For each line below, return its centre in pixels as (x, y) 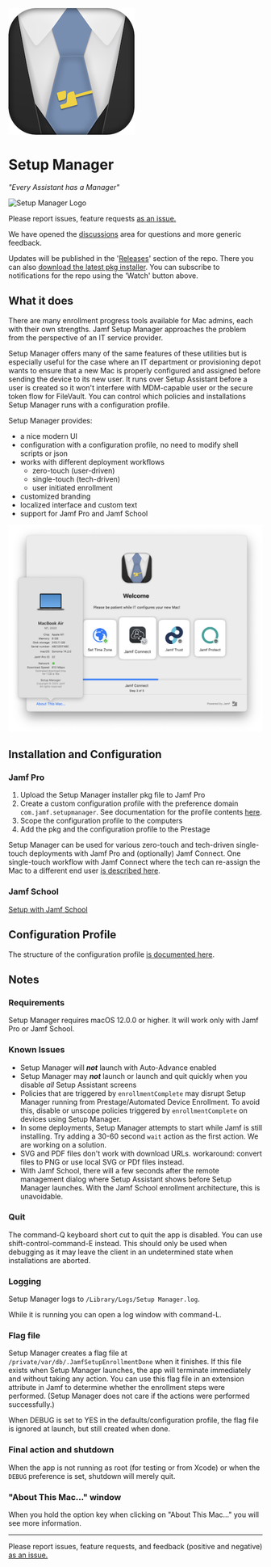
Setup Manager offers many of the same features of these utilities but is (128, 353)
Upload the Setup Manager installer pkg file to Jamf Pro (113, 795)
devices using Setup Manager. (71, 1118)
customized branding (55, 496)
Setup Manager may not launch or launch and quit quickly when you (133, 1076)
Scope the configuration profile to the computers (101, 821)
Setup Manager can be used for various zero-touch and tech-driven (121, 845)
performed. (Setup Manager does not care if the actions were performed (129, 1396)
